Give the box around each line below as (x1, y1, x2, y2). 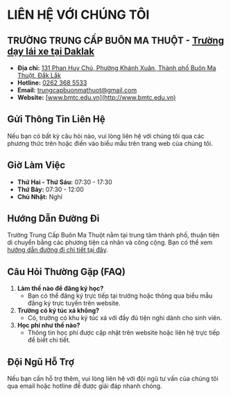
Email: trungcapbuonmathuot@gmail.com (17, 86, 137, 94)
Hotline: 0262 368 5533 (17, 78, 87, 87)
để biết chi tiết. (27, 336, 71, 344)
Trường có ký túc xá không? (17, 306, 99, 315)
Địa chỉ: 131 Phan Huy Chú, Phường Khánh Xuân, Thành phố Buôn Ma (17, 64, 216, 72)
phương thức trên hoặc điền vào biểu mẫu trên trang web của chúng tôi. (7, 139, 213, 147)
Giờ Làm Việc (7, 160, 66, 171)
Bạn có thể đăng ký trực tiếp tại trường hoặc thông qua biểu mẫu (27, 292, 213, 300)
